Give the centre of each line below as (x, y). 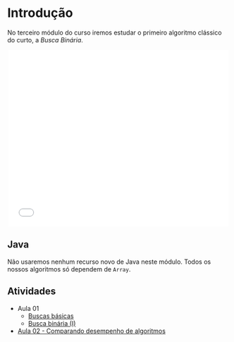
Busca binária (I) (52, 323)
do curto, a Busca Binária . (45, 39)
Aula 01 (28, 308)
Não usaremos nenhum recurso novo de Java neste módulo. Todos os (109, 262)
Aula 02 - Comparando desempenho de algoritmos (91, 331)
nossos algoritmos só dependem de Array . (69, 269)
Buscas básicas (51, 316)
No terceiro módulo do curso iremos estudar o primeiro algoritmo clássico (115, 32)
